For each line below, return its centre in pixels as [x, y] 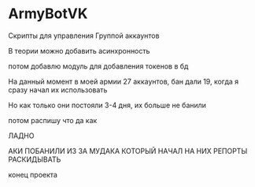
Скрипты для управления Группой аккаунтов [84, 36]
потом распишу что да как [53, 120]
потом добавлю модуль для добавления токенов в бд [98, 66]
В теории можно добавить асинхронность [79, 50]
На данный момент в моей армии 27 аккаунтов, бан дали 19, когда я [124, 81]
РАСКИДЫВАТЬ [35, 159]
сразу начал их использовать [58, 90]
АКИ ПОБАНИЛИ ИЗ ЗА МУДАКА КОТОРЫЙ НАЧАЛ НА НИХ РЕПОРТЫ [128, 151]
